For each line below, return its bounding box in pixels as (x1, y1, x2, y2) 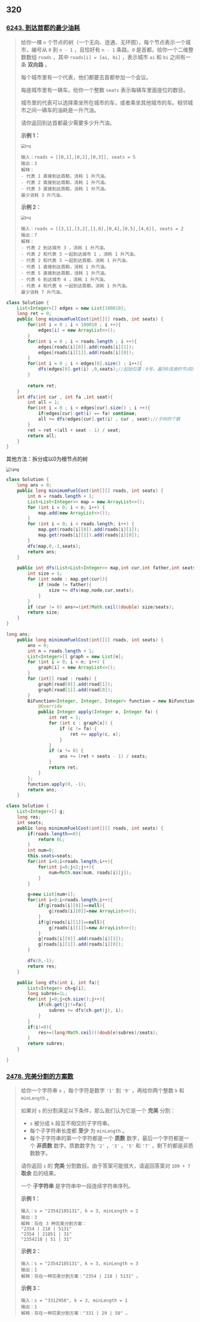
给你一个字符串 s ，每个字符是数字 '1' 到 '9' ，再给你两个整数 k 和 (20, 1087, 185, 1094)
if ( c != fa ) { (59, 725, 97, 732)
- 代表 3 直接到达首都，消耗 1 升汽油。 (20, 186, 109, 192)
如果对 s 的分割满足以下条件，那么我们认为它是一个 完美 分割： (20, 1107, 176, 1114)
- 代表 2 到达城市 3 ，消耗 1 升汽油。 (20, 245, 108, 251)
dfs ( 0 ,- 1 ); (27, 958, 55, 964)
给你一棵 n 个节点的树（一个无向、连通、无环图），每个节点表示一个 (20, 38, 186, 45)
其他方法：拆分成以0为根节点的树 (6, 455, 88, 463)
